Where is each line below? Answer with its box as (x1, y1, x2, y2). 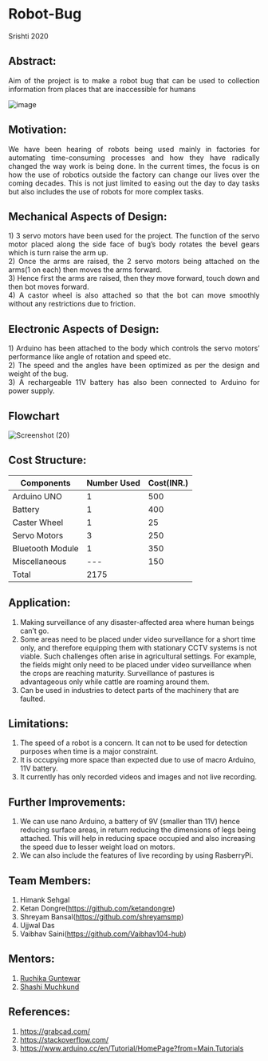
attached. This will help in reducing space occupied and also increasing (19, 834, 255, 843)
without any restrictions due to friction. (8, 299, 136, 309)
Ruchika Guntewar (19, 973, 81, 983)
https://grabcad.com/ (19, 1026, 90, 1036)
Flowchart (8, 409, 60, 422)
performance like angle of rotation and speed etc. (8, 352, 171, 362)
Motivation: (8, 123, 67, 137)
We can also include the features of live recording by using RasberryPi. (19, 851, 254, 860)
